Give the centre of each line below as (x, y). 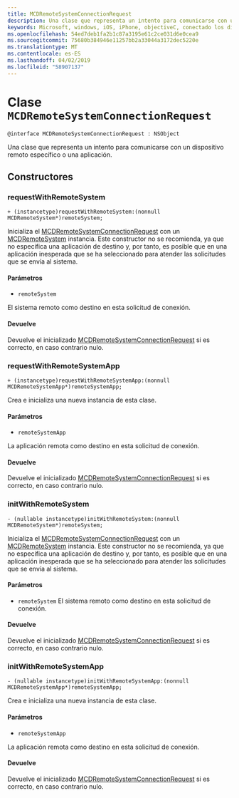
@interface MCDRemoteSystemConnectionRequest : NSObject (94, 134)
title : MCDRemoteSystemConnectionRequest (70, 14)
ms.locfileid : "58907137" (46, 67)
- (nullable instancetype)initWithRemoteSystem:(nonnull (94, 519)
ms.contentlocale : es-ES (44, 54)
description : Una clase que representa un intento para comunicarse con (117, 21)
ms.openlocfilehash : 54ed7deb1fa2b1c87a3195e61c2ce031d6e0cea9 (103, 34)
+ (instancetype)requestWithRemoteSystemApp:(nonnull (89, 380)
